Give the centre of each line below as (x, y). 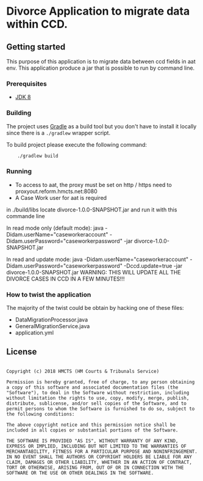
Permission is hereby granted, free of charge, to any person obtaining (101, 382)
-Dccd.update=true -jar (153, 266)
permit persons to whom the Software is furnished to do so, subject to (101, 409)
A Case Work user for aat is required (61, 197)
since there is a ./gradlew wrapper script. (59, 133)
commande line (26, 216)
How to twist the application (49, 295)
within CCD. (37, 24)
